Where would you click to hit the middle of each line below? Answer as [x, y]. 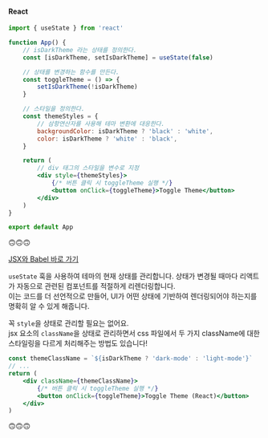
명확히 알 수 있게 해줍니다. [49, 306]
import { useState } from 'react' [66, 28]
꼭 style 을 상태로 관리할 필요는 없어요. [69, 323]
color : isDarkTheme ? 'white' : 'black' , [108, 139]
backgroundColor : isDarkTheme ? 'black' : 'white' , [126, 131]
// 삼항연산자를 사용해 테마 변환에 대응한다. [101, 124]
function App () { [37, 43]
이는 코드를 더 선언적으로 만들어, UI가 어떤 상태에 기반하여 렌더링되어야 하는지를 [133, 296]
